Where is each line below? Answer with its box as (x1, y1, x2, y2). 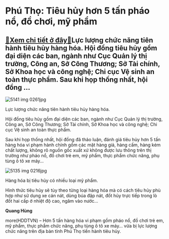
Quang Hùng (5, 208, 33, 214)
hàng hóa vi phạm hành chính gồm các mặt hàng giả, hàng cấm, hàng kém (5, 142, 161, 148)
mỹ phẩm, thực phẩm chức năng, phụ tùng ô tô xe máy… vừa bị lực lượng (5, 223, 158, 229)
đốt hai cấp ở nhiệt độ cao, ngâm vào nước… (5, 198, 99, 204)
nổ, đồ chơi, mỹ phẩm (5, 16, 98, 27)
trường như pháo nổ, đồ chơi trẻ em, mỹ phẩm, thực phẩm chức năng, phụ (5, 153, 160, 158)
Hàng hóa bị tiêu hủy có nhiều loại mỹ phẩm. (5, 177, 98, 184)
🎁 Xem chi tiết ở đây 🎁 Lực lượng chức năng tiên (5, 36, 153, 44)
